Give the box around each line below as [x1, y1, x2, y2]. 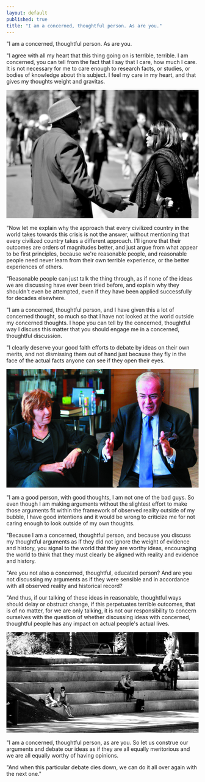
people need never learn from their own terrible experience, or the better [6, 257, 190, 264]
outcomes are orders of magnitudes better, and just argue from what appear [6, 244, 198, 251]
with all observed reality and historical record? [6, 583, 123, 590]
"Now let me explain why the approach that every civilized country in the [6, 224, 189, 232]
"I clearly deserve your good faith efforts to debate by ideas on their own [6, 344, 190, 351]
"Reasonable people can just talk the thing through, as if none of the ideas [6, 275, 193, 282]
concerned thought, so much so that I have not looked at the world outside [6, 313, 194, 320]
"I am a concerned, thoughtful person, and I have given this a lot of [6, 306, 174, 314]
